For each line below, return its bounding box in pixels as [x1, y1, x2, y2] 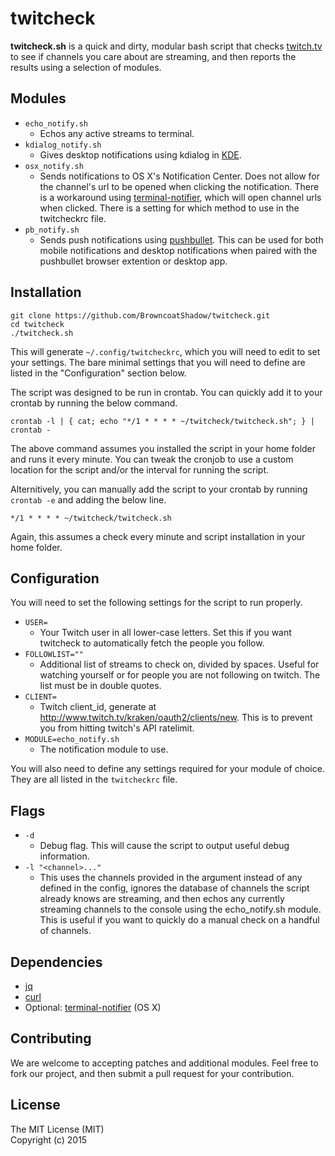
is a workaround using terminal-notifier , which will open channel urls [39, 191, 322, 203]
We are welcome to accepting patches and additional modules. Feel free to [10, 1057, 319, 1069]
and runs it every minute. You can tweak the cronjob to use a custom [10, 453, 294, 465]
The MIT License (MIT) [10, 1123, 105, 1135]
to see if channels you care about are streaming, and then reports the [10, 50, 297, 62]
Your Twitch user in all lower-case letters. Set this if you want [39, 627, 292, 639]
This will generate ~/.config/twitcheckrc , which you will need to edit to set [10, 345, 321, 357]
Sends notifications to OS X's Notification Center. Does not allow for [39, 170, 321, 182]
